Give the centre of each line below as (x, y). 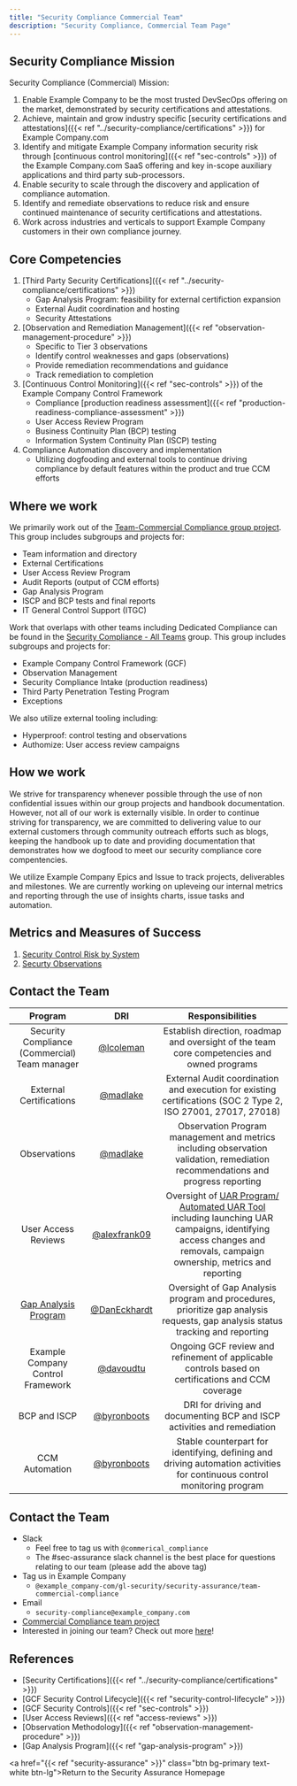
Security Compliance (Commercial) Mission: (89, 83)
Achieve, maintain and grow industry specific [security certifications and (154, 119)
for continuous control (222, 1474)
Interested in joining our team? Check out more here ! (118, 1631)
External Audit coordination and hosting (107, 309)
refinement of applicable (223, 1358)
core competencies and (223, 1053)
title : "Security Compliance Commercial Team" (96, 17)
